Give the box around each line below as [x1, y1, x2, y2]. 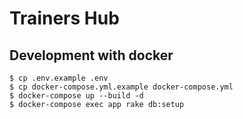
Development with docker [9, 47, 174, 64]
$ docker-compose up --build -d [9, 91, 144, 101]
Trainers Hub [9, 7, 120, 30]
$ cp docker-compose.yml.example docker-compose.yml [9, 82, 234, 92]
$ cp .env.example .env [9, 73, 109, 83]
